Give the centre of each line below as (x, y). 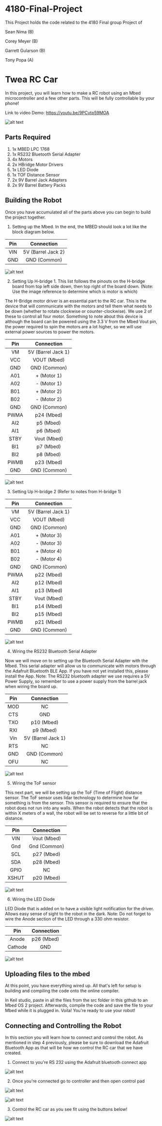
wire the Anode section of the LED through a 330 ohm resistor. (67, 919)
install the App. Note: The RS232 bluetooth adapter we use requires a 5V (77, 676)
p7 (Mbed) (49, 446)
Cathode (17, 947)
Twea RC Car (31, 80)
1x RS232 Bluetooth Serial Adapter (46, 154)
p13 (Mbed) (49, 590)
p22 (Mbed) (49, 575)
